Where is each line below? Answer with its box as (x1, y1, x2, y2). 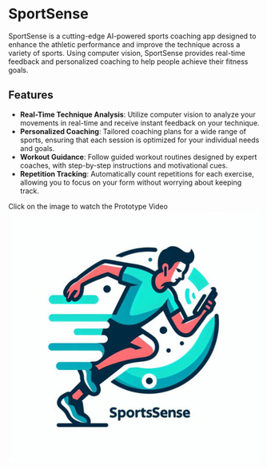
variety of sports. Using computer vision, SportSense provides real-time (8, 48, 245, 58)
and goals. (19, 143, 55, 153)
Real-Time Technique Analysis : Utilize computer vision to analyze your (19, 109, 256, 119)
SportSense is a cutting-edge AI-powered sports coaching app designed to (8, 31, 257, 41)
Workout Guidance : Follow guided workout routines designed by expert (19, 152, 257, 161)
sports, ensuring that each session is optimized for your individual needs (19, 135, 260, 145)
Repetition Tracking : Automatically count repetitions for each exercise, (19, 169, 254, 178)
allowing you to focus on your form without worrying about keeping (19, 177, 242, 187)
